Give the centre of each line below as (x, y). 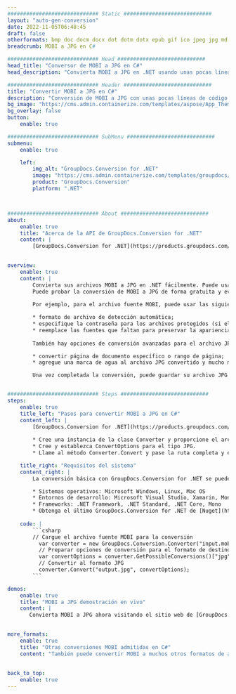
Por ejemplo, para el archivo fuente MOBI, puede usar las (121, 305)
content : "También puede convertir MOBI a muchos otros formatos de (122, 654)
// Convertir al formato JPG (81, 563)
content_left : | (44, 420)
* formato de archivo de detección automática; (103, 317)
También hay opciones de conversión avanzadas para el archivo (127, 343)
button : (19, 118)
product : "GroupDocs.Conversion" (81, 182)
